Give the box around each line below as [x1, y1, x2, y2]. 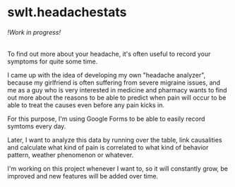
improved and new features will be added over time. [7, 172, 159, 181]
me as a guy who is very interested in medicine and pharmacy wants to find [7, 86, 227, 95]
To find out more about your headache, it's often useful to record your [7, 50, 211, 59]
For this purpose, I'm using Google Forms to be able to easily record [7, 114, 205, 123]
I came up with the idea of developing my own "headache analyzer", [7, 71, 206, 80]
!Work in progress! [7, 28, 61, 36]
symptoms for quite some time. [7, 57, 98, 66]
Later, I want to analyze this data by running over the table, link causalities [7, 135, 222, 145]
